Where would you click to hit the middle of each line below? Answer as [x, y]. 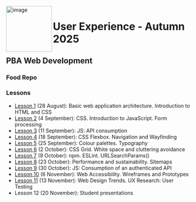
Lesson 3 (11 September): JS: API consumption [71, 131]
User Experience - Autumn [119, 27]
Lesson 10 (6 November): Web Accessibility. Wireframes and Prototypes [102, 174]
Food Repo [22, 77]
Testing [24, 186]
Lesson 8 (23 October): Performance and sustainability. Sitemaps [93, 162]
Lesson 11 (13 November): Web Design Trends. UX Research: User [94, 180]
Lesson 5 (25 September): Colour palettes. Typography [81, 143]
